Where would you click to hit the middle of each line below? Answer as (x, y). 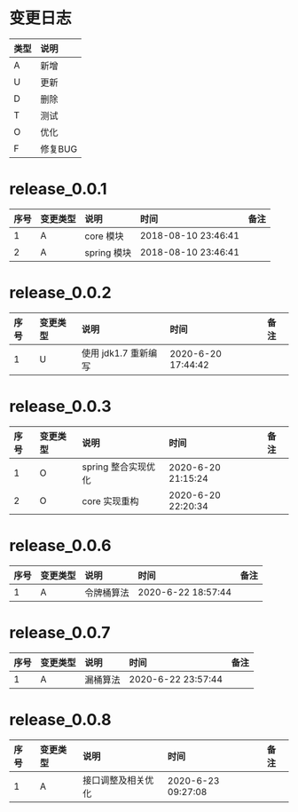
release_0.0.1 (59, 189)
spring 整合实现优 (119, 467)
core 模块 (104, 236)
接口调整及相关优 (118, 780)
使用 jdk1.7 (105, 353)
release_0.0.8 (61, 719)
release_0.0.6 (60, 545)
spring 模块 (108, 252)
